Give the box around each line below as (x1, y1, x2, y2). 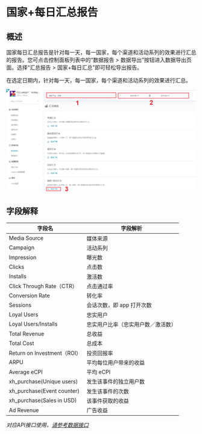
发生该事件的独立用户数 (86, 378, 145, 385)
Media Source (8, 234, 44, 242)
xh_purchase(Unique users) (8, 378, 78, 385)
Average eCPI (8, 368, 43, 375)
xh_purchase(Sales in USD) (8, 397, 77, 404)
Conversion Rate (8, 292, 50, 299)
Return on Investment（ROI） (8, 349, 82, 357)
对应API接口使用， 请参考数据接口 (6, 421, 89, 429)
